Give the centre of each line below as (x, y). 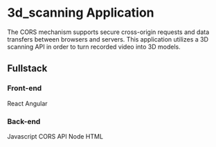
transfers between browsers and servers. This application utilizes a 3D (108, 39)
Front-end (25, 88)
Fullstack (27, 68)
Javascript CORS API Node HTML (55, 136)
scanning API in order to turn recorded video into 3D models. (94, 46)
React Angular (27, 103)
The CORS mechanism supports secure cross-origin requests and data (108, 32)
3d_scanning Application (81, 13)
